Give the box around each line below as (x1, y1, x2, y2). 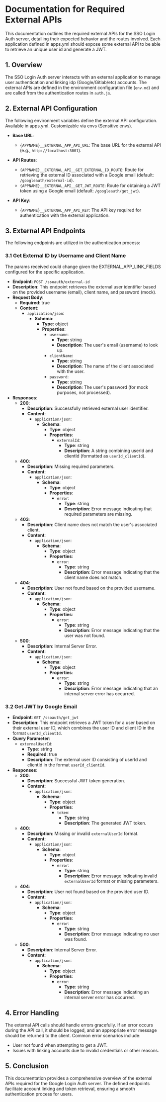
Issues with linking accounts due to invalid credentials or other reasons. (12, 1047, 160, 1053)
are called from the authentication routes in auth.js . (5, 90, 112, 95)
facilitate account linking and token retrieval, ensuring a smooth (5, 1086, 135, 1092)
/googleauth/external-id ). (19, 177, 75, 183)
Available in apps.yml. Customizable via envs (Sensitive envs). (5, 123, 133, 129)
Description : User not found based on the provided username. (27, 585, 156, 591)
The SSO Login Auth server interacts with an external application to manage (5, 74, 161, 80)
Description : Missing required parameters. (27, 463, 115, 469)
